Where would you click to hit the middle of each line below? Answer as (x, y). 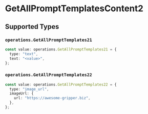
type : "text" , (24, 54)
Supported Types (32, 27)
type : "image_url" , (29, 89)
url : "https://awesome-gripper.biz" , (52, 98)
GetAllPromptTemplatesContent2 (74, 9)
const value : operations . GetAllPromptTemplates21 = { (61, 49)
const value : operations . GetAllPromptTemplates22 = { (61, 84)
